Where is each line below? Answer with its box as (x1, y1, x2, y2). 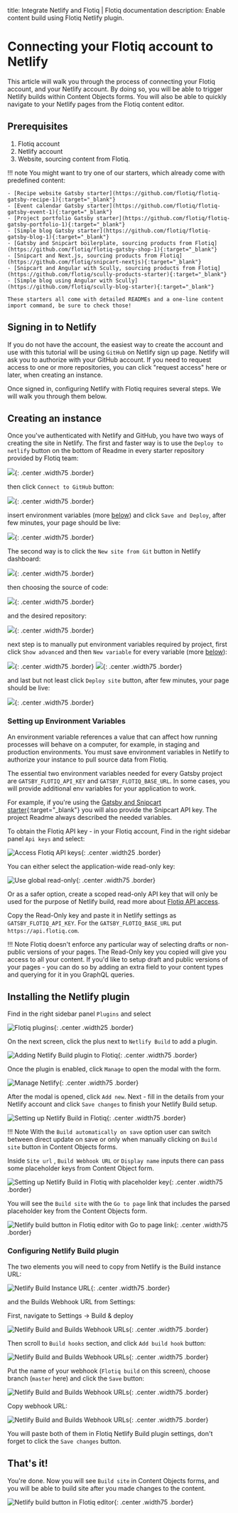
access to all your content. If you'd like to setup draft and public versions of (7, 955, 229, 964)
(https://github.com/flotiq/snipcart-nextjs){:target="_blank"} (7, 258, 202, 266)
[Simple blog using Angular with (13, 277, 113, 284)
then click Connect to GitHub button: (7, 482, 114, 491)
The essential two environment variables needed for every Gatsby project (7, 769, 222, 777)
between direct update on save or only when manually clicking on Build (7, 1135, 217, 1144)
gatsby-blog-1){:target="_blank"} (7, 233, 110, 241)
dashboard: (7, 555, 41, 563)
